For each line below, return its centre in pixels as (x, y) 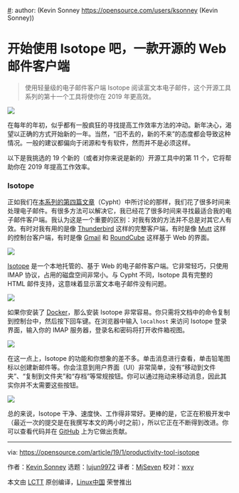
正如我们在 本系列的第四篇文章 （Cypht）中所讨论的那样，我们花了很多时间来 (119, 202)
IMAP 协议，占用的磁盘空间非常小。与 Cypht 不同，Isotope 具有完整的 (110, 275)
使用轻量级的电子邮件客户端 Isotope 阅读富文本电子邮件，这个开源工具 (128, 88)
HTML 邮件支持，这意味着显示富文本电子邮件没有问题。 (89, 284)
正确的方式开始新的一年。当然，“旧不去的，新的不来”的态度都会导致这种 (125, 134)
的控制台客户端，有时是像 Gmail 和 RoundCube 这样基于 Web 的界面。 (110, 238)
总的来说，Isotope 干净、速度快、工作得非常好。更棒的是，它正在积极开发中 (119, 414)
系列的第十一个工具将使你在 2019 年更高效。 (90, 96)
